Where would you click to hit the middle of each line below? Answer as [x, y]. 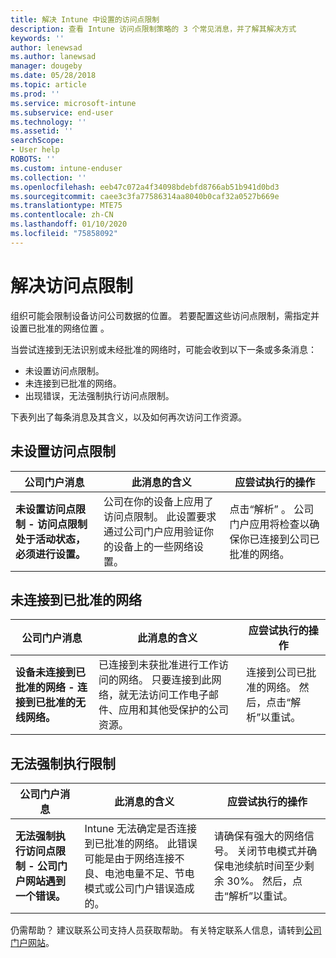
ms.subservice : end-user [62, 112]
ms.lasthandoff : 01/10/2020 [69, 224]
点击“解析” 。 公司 [272, 509]
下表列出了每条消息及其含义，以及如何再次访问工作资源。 [128, 417]
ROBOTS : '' [33, 159]
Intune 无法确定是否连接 [140, 829]
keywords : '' [37, 38]
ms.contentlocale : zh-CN [62, 215]
